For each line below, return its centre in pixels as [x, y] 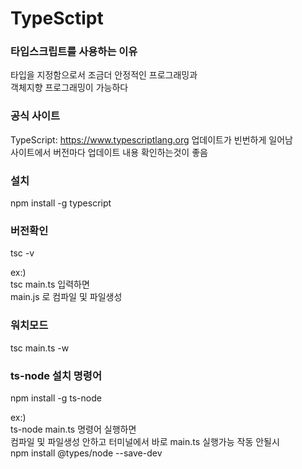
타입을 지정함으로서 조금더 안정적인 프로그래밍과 [104, 75]
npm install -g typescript [61, 203]
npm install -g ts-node [56, 398]
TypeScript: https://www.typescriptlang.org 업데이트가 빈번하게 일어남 [151, 139]
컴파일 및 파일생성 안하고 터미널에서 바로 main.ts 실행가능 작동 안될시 [145, 441]
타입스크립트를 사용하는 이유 [74, 52]
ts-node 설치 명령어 [56, 375]
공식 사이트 [35, 116]
